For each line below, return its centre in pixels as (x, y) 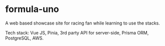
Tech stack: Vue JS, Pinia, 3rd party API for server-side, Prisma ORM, (77, 32)
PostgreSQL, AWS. (25, 38)
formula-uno (32, 9)
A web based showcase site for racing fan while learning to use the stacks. (83, 23)
